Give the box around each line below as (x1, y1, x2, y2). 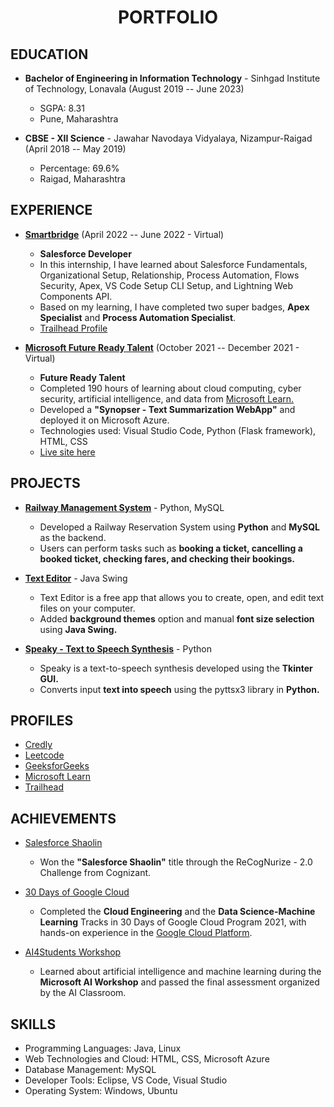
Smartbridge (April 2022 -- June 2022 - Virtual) (24, 228, 225, 240)
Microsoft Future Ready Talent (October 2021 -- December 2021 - (24, 341, 300, 353)
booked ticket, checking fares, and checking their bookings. (39, 552, 296, 565)
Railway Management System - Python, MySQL (24, 501, 225, 513)
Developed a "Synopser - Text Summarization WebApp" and (39, 403, 296, 415)
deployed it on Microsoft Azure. (39, 414, 170, 426)
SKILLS (10, 1016, 57, 1033)
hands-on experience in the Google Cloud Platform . (39, 927, 253, 939)
